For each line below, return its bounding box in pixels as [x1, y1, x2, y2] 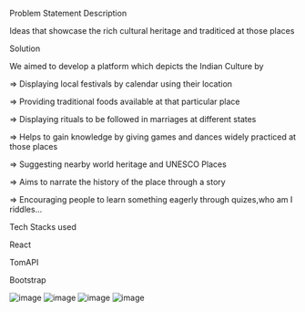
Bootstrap [9, 275, 47, 286]
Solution [9, 43, 41, 54]
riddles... [9, 204, 43, 214]
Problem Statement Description [9, 8, 127, 18]
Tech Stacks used [9, 222, 77, 232]
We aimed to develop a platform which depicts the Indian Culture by [9, 61, 264, 71]
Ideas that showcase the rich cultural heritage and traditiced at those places [9, 26, 295, 36]
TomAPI [9, 257, 39, 267]
